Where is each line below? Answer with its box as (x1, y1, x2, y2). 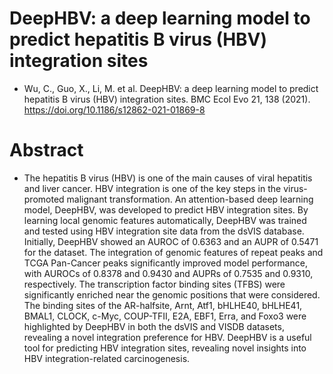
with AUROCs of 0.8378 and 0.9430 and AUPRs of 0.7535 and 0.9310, (23, 267, 314, 279)
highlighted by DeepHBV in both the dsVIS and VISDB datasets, (23, 320, 285, 332)
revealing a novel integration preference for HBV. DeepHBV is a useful (23, 331, 312, 343)
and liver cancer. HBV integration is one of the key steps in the (23, 182, 282, 194)
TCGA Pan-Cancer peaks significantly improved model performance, (23, 257, 308, 269)
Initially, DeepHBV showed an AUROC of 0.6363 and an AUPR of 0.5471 (23, 235, 319, 247)
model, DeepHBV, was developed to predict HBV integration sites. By (23, 203, 309, 216)
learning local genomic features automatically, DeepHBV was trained (23, 214, 307, 226)
